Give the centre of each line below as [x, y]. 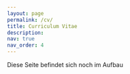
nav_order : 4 [26, 45]
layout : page [26, 13]
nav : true [21, 39]
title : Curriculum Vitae [42, 26]
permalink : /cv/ [30, 20]
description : [26, 33]
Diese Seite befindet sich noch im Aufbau [65, 65]
